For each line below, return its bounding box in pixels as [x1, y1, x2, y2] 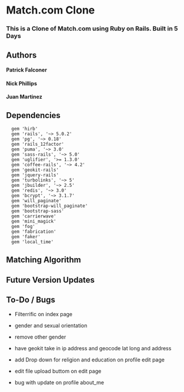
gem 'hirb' [11, 126, 38, 132]
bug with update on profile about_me [14, 378, 105, 386]
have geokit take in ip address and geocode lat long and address [14, 344, 172, 351]
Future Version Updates [6, 274, 95, 285]
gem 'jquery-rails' [11, 172, 59, 178]
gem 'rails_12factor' [11, 142, 65, 148]
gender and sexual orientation [14, 321, 88, 329]
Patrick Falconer [6, 66, 47, 73]
